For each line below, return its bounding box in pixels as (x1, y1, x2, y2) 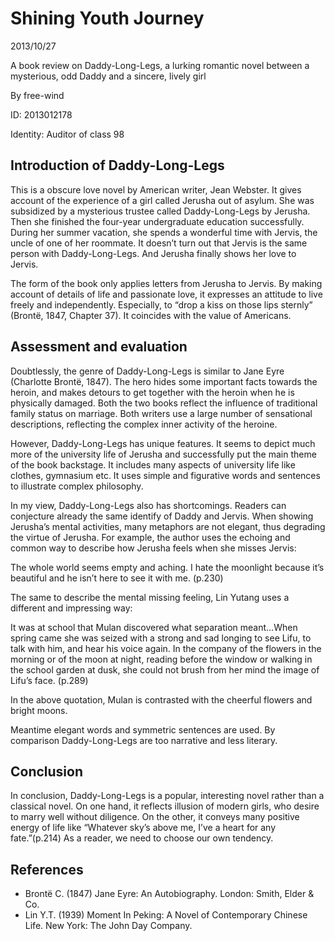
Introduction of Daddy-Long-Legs (10, 157, 225, 174)
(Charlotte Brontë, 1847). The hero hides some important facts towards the (10, 375, 318, 387)
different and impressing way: (10, 602, 133, 614)
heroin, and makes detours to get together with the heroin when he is (10, 386, 295, 398)
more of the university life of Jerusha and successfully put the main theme (10, 448, 317, 460)
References (10, 861, 84, 878)
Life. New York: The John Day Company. (24, 920, 193, 932)
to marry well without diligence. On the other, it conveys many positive (10, 811, 300, 823)
